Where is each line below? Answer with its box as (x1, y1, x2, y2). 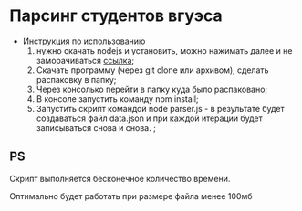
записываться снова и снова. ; (36, 122, 157, 133)
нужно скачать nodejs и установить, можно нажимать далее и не (36, 45, 293, 55)
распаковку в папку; (36, 74, 117, 85)
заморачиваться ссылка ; (36, 55, 135, 65)
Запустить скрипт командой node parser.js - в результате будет (36, 103, 285, 114)
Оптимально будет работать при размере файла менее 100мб (9, 190, 253, 201)
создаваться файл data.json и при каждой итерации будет (36, 113, 263, 124)
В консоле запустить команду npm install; (36, 93, 199, 105)
